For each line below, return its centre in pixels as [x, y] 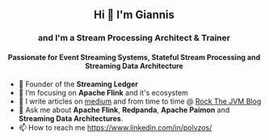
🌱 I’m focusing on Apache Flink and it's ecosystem [103, 92]
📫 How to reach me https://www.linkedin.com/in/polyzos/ [115, 127]
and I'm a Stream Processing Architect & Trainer [134, 38]
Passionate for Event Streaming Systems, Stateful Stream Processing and [134, 57]
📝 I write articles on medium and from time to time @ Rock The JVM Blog [140, 101]
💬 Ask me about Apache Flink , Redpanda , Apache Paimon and [124, 109]
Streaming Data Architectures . [71, 118]
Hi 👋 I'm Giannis [134, 15]
